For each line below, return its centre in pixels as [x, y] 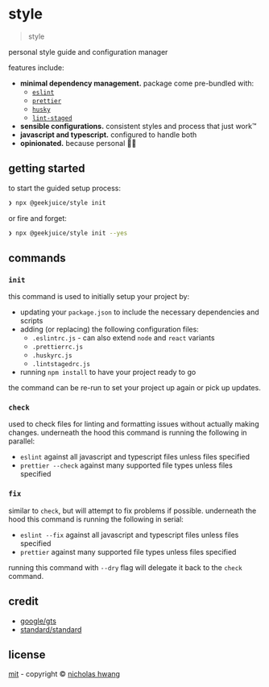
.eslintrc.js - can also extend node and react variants [123, 338]
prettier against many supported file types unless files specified [128, 552]
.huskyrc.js [52, 356]
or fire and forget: [37, 218]
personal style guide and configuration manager [88, 52]
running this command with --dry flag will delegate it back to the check [126, 567]
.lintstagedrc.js [61, 364]
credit [23, 602]
